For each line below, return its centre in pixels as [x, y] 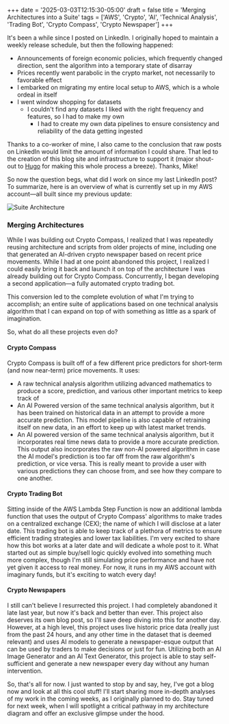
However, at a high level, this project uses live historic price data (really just [113, 627]
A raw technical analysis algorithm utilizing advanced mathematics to [114, 384]
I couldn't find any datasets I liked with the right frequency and [115, 109]
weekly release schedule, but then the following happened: [90, 45]
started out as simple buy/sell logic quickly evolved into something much [109, 552]
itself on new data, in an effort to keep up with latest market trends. [111, 427]
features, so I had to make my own [76, 116]
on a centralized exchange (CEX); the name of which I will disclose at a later [114, 523]
